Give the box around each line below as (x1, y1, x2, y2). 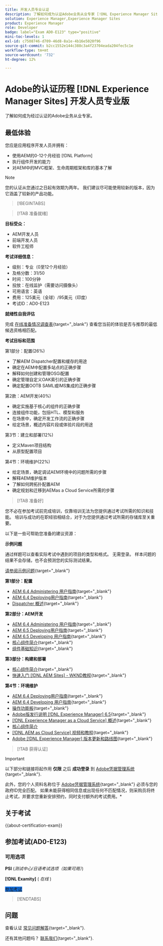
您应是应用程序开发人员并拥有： (5, 142, 69, 148)
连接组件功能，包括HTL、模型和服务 (12, 409, 85, 415)
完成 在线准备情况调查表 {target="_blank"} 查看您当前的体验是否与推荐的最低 (5, 321, 158, 327)
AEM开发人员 (12, 231, 39, 237)
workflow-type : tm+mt (5, 48, 49, 53)
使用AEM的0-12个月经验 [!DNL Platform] (12, 153, 93, 158)
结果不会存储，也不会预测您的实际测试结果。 (5, 557, 95, 563)
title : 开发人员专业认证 (5, 7, 49, 12)
